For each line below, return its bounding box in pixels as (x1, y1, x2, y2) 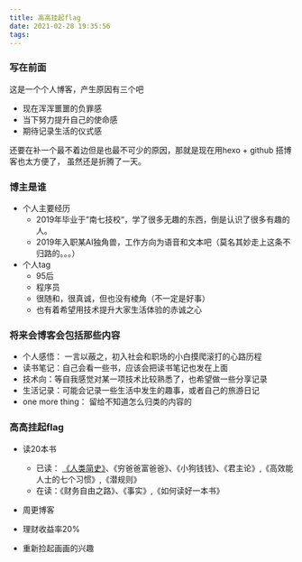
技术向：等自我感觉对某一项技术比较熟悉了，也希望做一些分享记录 (22, 373, 268, 384)
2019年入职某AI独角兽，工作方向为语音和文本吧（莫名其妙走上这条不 (35, 236, 291, 247)
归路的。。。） (35, 247, 80, 258)
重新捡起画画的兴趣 (22, 542, 95, 553)
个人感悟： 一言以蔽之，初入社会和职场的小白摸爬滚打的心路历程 (22, 351, 262, 362)
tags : (9, 30, 30, 39)
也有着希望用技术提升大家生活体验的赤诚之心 (35, 304, 203, 315)
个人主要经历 (22, 202, 70, 213)
